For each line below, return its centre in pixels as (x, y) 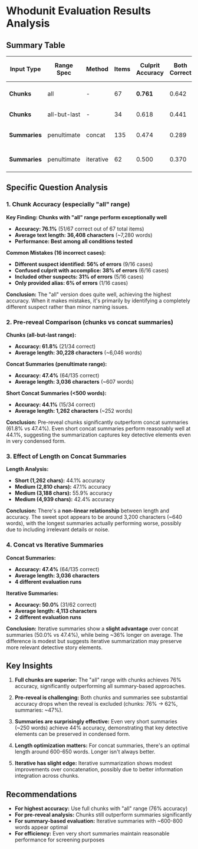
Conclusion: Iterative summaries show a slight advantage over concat (92, 628)
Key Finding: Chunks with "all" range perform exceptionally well (86, 217)
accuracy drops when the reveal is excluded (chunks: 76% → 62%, (96, 704)
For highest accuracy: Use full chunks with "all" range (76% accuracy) (101, 808)
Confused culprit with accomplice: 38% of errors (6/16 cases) (92, 270)
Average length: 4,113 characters (56, 611)
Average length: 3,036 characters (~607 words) (74, 381)
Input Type (25, 69)
